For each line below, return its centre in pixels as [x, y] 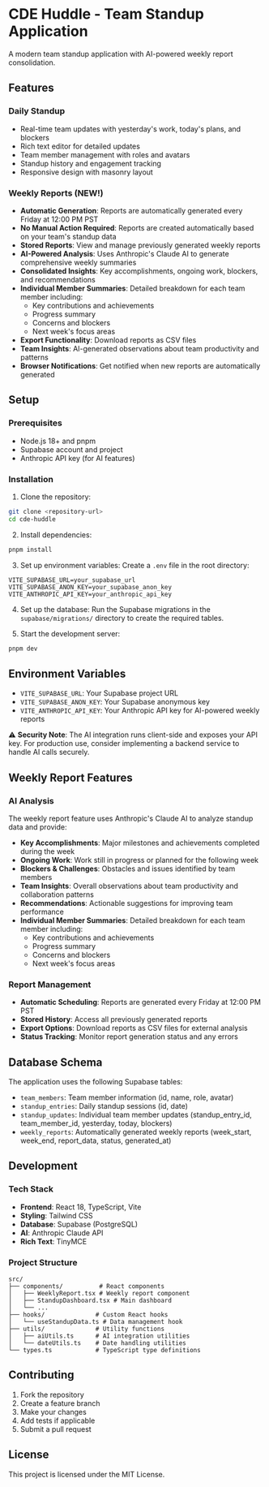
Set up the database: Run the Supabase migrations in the [115, 609]
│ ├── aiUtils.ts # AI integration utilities [99, 1336]
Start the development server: [70, 633]
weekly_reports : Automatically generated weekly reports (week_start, [136, 1132]
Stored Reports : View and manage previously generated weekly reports [140, 245]
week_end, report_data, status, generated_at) [96, 1140]
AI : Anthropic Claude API [62, 1233]
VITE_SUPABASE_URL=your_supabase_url [72, 580]
